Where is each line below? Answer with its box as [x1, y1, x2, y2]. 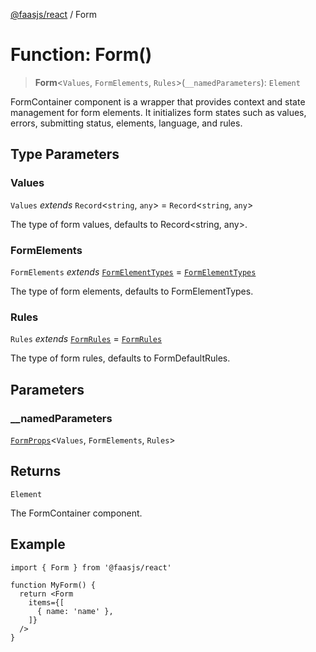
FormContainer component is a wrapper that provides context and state [10, 95, 306, 108]
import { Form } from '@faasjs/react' [10, 562, 172, 573]
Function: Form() [10, 44, 153, 66]
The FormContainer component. [10, 507, 143, 519]
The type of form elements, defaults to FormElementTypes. [10, 285, 254, 297]
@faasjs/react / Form [10, 9, 97, 20]
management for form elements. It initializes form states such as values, [10, 106, 307, 118]
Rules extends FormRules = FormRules [10, 333, 163, 345]
